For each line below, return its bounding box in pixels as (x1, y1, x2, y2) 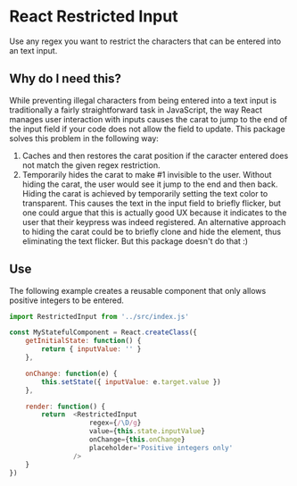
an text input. (9, 45, 58, 55)
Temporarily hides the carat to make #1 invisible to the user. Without (21, 169, 272, 180)
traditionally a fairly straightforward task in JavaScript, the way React (9, 105, 263, 115)
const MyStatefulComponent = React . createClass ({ (9, 328, 198, 337)
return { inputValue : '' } (41, 345, 142, 354)
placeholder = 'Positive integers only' (88, 443, 234, 452)
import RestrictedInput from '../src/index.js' (9, 312, 190, 321)
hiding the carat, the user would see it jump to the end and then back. (21, 179, 278, 189)
